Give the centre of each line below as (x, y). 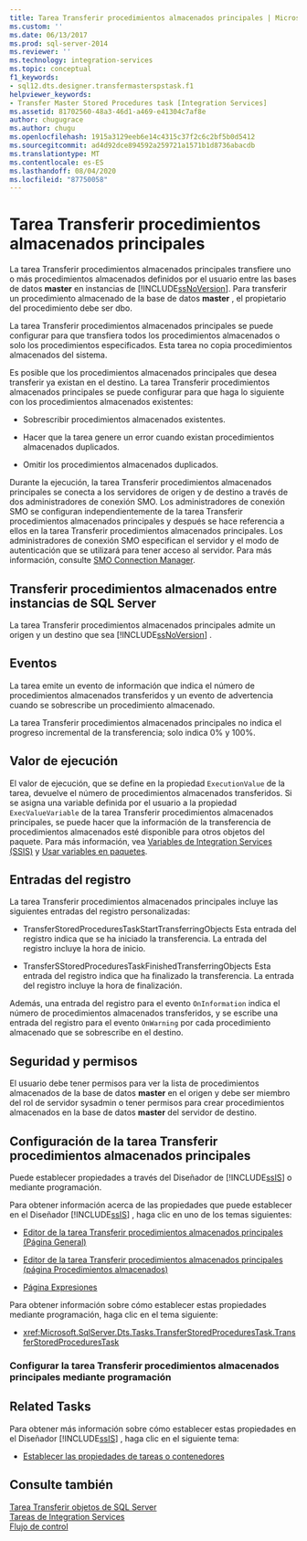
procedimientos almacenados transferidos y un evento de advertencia (142, 695)
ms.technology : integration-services (81, 60)
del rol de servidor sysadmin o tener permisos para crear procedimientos (147, 1103)
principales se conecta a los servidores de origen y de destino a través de (149, 492)
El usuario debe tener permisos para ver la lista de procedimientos (134, 1083)
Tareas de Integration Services (67, 1516)
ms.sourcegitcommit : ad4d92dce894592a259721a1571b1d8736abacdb (132, 145)
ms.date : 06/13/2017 (49, 35)
